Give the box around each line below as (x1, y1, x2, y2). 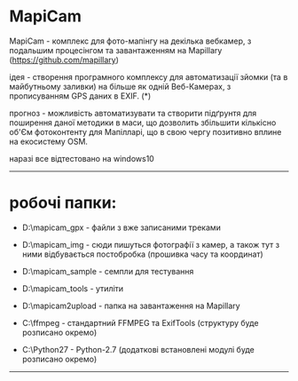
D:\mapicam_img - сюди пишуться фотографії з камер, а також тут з (21, 239, 280, 250)
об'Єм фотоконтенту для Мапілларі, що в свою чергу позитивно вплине (9, 126, 282, 137)
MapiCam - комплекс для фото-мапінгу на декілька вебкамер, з (9, 36, 252, 46)
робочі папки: (9, 193, 117, 213)
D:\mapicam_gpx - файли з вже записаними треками (21, 222, 222, 233)
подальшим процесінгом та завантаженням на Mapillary (9, 44, 223, 55)
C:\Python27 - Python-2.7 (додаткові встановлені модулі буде (21, 344, 255, 354)
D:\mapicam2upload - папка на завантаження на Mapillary (21, 300, 241, 311)
